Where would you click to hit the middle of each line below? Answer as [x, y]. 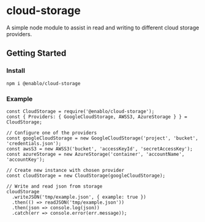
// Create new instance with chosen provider [65, 170]
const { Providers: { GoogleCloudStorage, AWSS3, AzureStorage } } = [97, 117]
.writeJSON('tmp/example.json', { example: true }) [79, 197]
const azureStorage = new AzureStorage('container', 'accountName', [95, 154]
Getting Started [36, 54]
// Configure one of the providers [52, 133]
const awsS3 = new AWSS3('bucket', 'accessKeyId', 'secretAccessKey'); [99, 149]
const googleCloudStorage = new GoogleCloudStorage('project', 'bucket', [102, 138]
